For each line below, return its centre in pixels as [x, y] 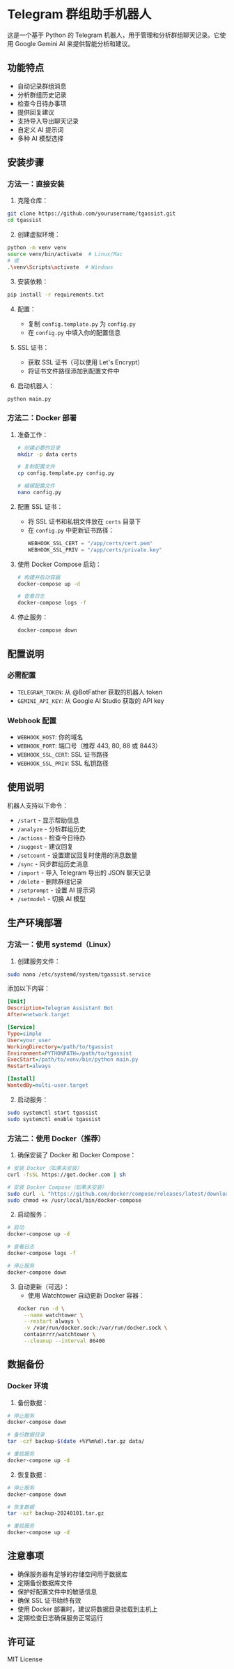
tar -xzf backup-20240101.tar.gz [56, 1513]
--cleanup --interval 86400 [65, 1341]
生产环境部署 [35, 923]
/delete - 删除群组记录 [50, 881]
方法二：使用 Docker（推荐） [56, 1138]
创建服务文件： [39, 961]
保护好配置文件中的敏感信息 [57, 1592]
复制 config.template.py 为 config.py [81, 324]
